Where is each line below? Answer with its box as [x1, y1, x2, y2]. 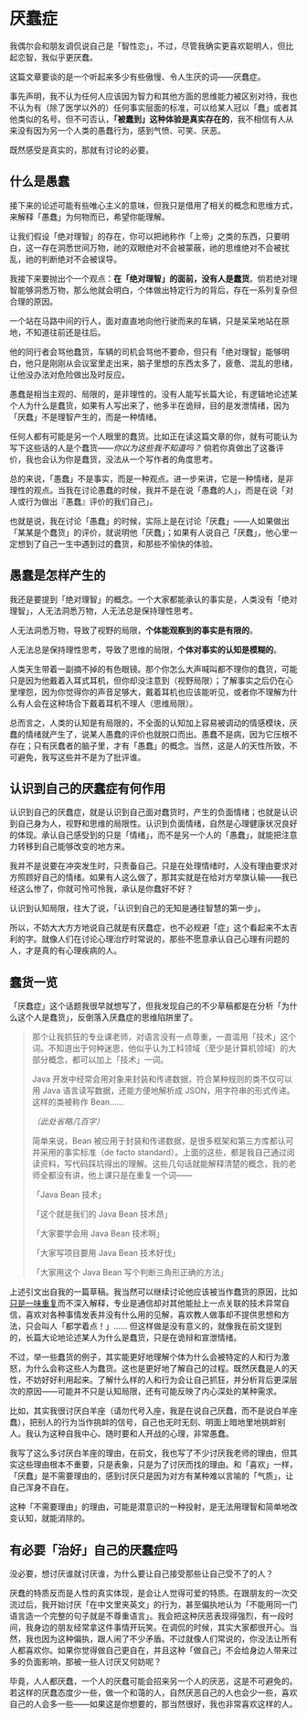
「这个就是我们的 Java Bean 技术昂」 [31, 1208, 173, 1219]
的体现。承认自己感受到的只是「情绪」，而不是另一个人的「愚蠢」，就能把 [9, 830, 281, 841]
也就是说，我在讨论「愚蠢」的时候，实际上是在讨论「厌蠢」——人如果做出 [9, 515, 290, 526]
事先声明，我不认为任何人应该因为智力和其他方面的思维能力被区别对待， [9, 91, 281, 102]
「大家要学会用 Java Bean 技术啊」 [31, 1228, 164, 1240]
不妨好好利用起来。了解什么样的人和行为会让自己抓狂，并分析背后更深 [25, 1374, 290, 1386]
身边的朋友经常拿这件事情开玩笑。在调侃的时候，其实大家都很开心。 [33, 1622, 290, 1633]
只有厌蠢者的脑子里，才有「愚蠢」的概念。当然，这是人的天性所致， [33, 740, 290, 751]
